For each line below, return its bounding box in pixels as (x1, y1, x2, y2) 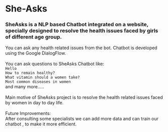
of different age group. (5, 34, 62, 41)
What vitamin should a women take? (5, 75, 80, 80)
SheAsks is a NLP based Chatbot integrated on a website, (5, 21, 149, 28)
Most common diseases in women (5, 79, 71, 84)
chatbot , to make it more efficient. (5, 121, 77, 127)
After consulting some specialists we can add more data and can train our (5, 116, 159, 122)
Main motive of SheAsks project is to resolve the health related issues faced (5, 94, 163, 100)
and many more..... (5, 84, 44, 90)
